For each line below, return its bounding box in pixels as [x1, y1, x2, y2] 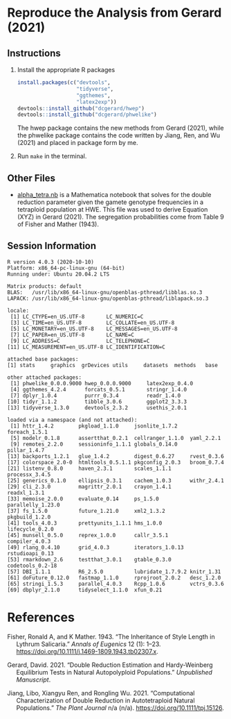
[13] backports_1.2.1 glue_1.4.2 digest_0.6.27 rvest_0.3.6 [7, 452, 225, 459]
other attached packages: [7, 373, 82, 381]
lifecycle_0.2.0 [7, 525, 54, 532]
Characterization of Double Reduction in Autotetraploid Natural [16, 696, 195, 704]
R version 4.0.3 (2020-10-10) [7, 258, 95, 265]
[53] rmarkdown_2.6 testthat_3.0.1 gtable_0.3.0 [7, 556, 172, 563]
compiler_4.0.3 [7, 538, 51, 545]
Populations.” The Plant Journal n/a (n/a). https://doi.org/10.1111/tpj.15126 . [16, 703, 225, 712]
